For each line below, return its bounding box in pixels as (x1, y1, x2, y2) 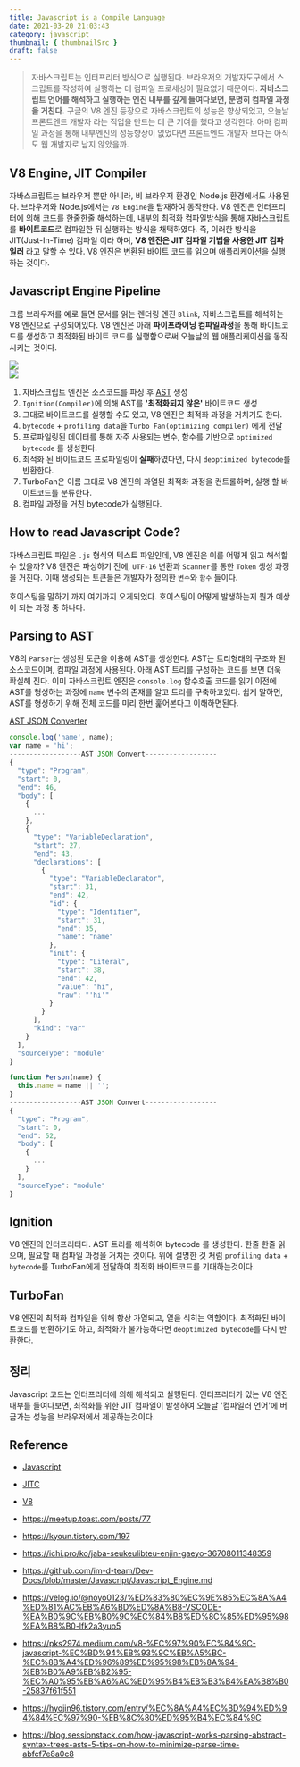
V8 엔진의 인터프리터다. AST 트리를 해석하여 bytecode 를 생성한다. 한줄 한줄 (9, 1239, 277, 1250)
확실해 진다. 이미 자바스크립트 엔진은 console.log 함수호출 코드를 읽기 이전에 (9, 675, 277, 686)
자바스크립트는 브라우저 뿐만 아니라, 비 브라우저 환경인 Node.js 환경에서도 (9, 189, 266, 201)
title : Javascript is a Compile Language (9, 13, 166, 22)
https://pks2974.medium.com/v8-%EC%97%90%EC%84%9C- (21, 1637, 256, 1648)
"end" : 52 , (17, 1131, 58, 1140)
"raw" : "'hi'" (56, 991, 110, 1000)
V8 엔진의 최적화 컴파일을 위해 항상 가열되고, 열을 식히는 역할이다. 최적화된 (9, 1312, 270, 1323)
